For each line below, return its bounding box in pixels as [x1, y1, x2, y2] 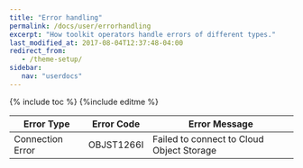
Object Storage [152, 144, 217, 156]
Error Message [188, 118, 254, 130]
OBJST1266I [87, 138, 144, 151]
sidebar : [9, 64, 42, 73]
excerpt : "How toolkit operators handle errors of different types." [9, 30, 277, 39]
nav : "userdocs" [21, 72, 83, 81]
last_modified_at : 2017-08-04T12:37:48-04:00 [9, 38, 183, 48]
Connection [14, 132, 63, 145]
